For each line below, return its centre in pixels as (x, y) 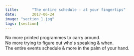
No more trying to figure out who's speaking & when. (59, 43)
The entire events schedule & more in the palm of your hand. (67, 48)
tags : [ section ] (22, 24)
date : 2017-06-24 (30, 14)
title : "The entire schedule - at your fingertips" (66, 10)
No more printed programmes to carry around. (53, 38)
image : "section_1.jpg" (30, 19)
